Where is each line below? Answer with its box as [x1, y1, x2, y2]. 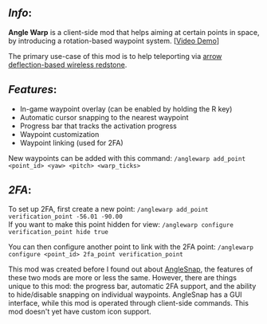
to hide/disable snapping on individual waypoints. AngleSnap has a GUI [8, 290, 242, 299]
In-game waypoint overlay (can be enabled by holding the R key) [19, 103, 233, 114]
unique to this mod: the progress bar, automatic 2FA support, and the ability [8, 282, 257, 291]
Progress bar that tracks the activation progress [19, 121, 178, 131]
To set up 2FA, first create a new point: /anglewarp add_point [8, 205, 209, 214]
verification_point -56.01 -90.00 [8, 213, 124, 221]
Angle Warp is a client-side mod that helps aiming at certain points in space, [8, 27, 260, 37]
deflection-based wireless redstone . [8, 60, 128, 69]
